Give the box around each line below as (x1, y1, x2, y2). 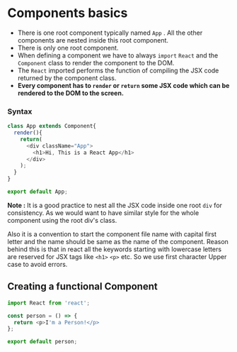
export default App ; (7, 188, 69, 196)
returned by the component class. (17, 73, 117, 82)
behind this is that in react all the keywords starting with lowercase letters (7, 245, 221, 253)
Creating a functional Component (7, 280, 158, 292)
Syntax (7, 106, 33, 116)
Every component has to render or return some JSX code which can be (17, 81, 230, 89)
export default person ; (7, 339, 78, 346)
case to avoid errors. (7, 260, 68, 268)
